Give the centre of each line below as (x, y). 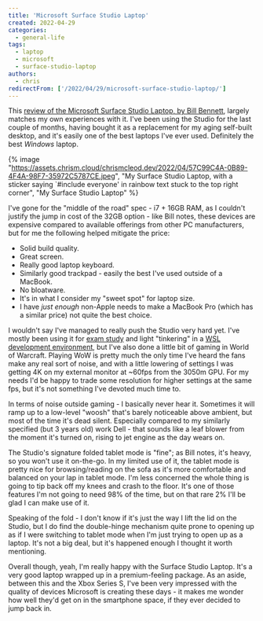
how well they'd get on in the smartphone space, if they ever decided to (124, 600)
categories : (27, 30)
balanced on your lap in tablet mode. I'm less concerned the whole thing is (129, 478)
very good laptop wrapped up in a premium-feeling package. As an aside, (128, 575)
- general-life (40, 37)
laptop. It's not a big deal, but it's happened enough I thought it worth (121, 543)
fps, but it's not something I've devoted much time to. (95, 389)
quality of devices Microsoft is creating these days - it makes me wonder (126, 592)
